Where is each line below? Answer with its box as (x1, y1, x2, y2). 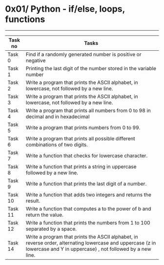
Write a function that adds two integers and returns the (25, 191, 151, 198)
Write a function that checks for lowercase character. (25, 152, 148, 159)
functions (5, 14, 45, 25)
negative (25, 57, 46, 64)
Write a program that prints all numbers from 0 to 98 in (25, 107, 151, 114)
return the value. (25, 211, 63, 218)
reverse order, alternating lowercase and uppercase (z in (25, 239, 156, 246)
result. (25, 197, 41, 204)
